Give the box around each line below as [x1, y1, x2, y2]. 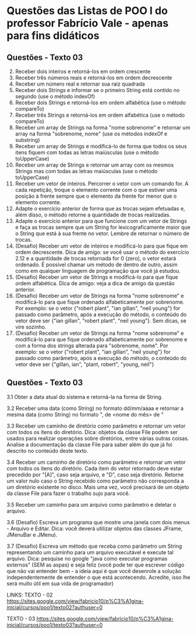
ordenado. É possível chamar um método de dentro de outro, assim [15, 261, 178, 268]
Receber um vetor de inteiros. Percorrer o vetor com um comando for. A [15, 180, 189, 187]
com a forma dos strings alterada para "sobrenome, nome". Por [15, 342, 169, 349]
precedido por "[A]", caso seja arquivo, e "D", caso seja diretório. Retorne [6, 471, 184, 478]
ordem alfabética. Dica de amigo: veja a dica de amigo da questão [15, 280, 175, 287]
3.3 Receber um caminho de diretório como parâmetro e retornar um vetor [6, 422, 186, 429]
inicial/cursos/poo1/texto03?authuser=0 [6, 621, 103, 628]
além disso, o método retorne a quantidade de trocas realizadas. [15, 211, 171, 218]
